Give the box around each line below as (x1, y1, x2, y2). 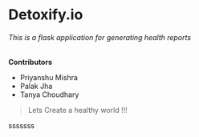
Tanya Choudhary (19, 90, 79, 99)
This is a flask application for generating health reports (8, 32, 191, 42)
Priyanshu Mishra (19, 73, 79, 83)
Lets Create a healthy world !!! (27, 106, 128, 115)
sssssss (8, 121, 35, 131)
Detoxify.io (8, 6, 83, 24)
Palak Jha (19, 82, 53, 91)
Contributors (8, 58, 53, 67)
